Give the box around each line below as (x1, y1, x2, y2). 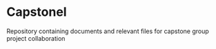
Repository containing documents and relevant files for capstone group (6, 27, 210, 35)
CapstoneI (6, 4, 67, 20)
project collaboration (6, 34, 66, 42)
